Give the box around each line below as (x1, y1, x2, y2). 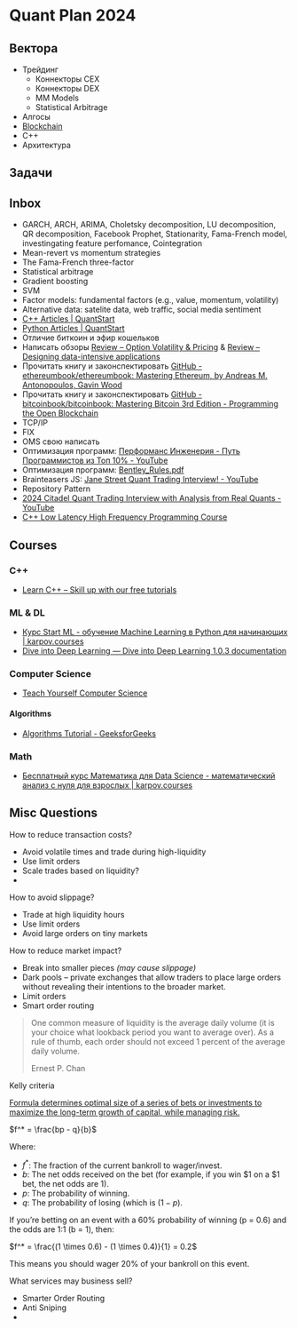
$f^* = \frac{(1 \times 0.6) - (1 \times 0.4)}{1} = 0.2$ (9, 1241, 198, 1252)
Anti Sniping (21, 1302, 67, 1313)
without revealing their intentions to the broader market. (21, 981, 226, 991)
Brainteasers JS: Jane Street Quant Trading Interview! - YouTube (21, 474, 259, 485)
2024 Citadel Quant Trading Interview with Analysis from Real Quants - (21, 493, 282, 504)
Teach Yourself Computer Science (21, 688, 148, 698)
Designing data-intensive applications (21, 352, 161, 362)
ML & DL (9, 606, 46, 618)
